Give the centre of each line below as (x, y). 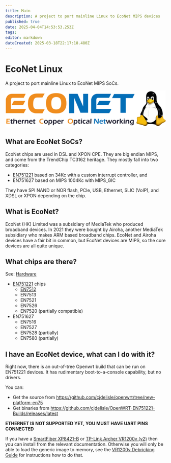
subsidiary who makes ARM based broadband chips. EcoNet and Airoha (81, 235)
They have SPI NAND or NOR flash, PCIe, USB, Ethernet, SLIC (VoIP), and (82, 190)
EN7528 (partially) (39, 333)
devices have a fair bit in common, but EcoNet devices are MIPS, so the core (85, 240)
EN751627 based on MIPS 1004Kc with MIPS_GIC (64, 180)
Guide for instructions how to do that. (45, 455)
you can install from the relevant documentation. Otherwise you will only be (84, 444)
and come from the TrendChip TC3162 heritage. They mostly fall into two (82, 159)
